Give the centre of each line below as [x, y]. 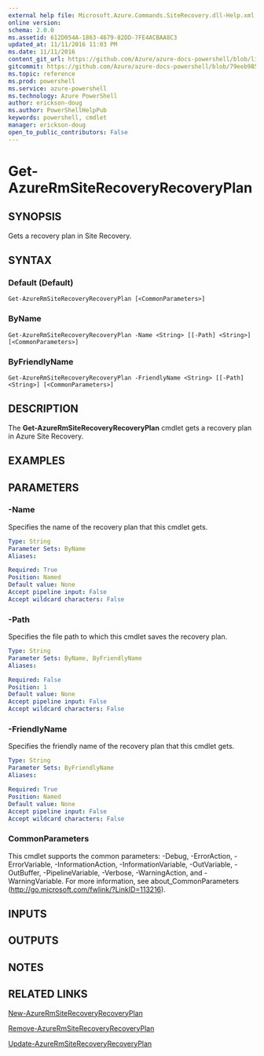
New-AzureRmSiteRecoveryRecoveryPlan [76, 1013]
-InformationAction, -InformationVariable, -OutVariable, [144, 864]
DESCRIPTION [43, 409]
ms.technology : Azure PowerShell [63, 96]
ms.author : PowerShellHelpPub [58, 111]
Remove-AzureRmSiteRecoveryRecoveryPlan [81, 1028]
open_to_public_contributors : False [68, 132]
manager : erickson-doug [47, 125]
